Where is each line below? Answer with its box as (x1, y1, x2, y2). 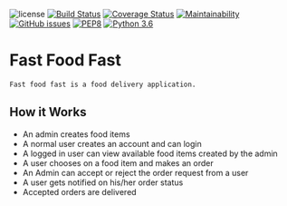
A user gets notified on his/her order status (22, 177, 184, 188)
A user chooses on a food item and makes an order (22, 157, 215, 168)
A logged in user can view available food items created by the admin (22, 148, 278, 159)
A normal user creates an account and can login (22, 138, 202, 149)
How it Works (9, 104, 87, 120)
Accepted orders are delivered (22, 186, 138, 197)
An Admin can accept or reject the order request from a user (22, 167, 249, 178)
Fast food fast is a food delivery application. (9, 80, 196, 89)
